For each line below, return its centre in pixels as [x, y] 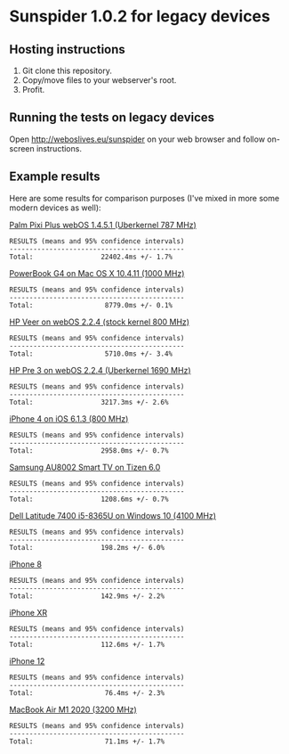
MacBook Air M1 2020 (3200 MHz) [73, 709]
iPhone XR [28, 612]
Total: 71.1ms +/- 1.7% [87, 742]
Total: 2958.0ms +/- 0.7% [89, 451]
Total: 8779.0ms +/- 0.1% [91, 305]
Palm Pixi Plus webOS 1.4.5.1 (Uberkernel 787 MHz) [103, 225]
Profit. [33, 90]
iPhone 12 [27, 660]
